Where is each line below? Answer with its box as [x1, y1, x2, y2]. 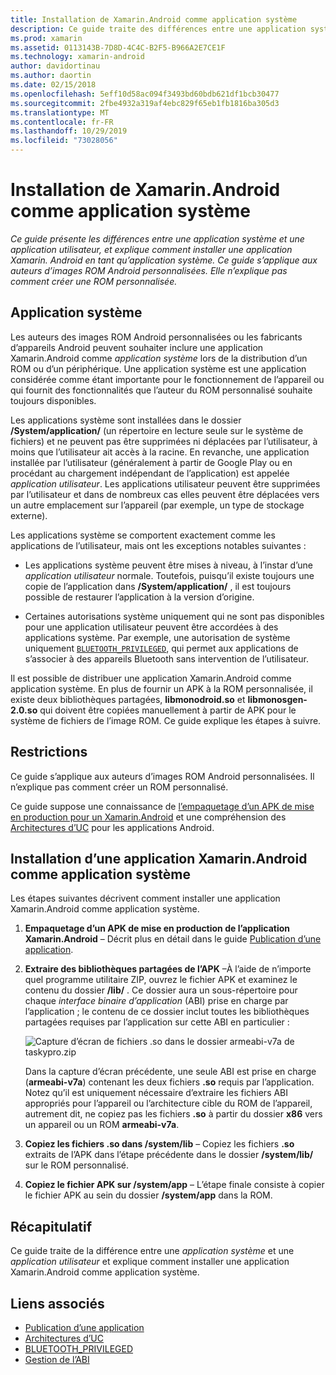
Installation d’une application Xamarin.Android [10, 850, 308, 867]
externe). [10, 509, 48, 521]
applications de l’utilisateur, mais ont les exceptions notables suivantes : [10, 539, 307, 551]
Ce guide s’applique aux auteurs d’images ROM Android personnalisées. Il [10, 770, 315, 782]
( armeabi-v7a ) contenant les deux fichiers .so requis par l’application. [24, 1076, 315, 1088]
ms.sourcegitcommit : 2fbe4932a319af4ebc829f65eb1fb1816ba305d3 [10, 98, 280, 108]
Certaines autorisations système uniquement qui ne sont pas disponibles [24, 610, 325, 622]
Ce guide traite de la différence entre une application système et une [10, 1245, 295, 1257]
